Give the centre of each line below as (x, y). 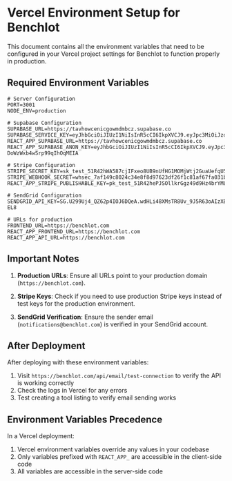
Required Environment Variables (78, 83)
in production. (27, 61)
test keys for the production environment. (76, 303)
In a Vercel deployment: (41, 436)
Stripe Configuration (45, 165)
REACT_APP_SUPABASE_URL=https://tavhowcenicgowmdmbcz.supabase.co (105, 141)
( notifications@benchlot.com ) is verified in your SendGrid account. (113, 324)
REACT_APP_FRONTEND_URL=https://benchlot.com (74, 232)
